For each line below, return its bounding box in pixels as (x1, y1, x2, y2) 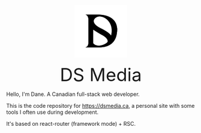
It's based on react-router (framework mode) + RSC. (6, 120, 136, 127)
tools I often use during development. (6, 108, 99, 116)
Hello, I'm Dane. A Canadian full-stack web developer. (6, 90, 140, 98)
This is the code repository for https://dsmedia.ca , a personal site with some (6, 102, 195, 109)
